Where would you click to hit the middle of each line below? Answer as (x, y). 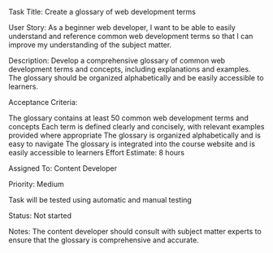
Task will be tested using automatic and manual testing (100, 200)
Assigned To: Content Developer (63, 168)
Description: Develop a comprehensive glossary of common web (117, 61)
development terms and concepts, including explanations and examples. (130, 69)
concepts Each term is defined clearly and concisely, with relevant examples (136, 126)
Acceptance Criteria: (43, 102)
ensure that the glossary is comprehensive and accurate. (104, 240)
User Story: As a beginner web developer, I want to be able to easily (122, 27)
